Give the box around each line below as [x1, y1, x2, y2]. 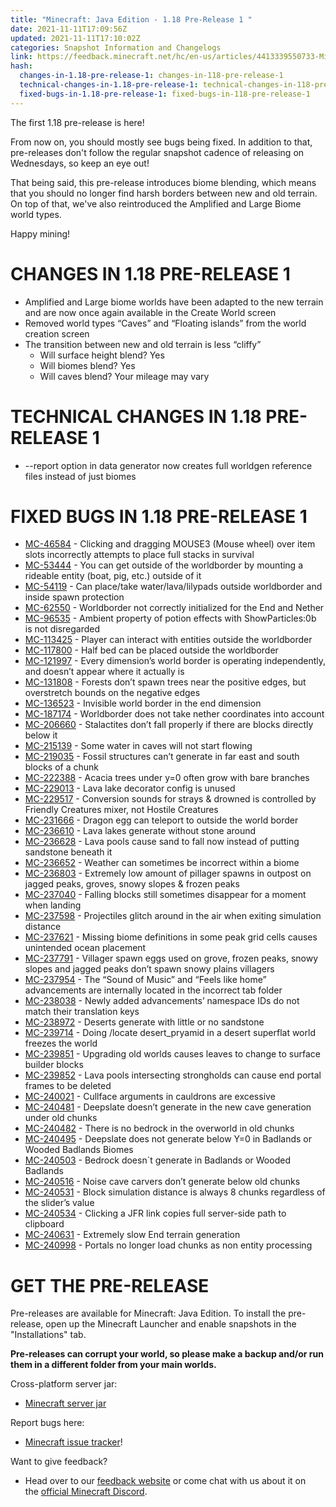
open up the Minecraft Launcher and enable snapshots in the [45, 1318, 297, 1330]
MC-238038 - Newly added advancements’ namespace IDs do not [24, 995, 300, 1007]
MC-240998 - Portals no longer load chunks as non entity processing [24, 1239, 313, 1251]
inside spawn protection [24, 591, 125, 603]
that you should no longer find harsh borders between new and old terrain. [10, 187, 318, 199]
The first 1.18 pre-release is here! [10, 116, 145, 128]
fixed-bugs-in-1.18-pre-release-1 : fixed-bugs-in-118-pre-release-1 [19, 89, 311, 99]
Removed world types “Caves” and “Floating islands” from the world [24, 317, 307, 329]
